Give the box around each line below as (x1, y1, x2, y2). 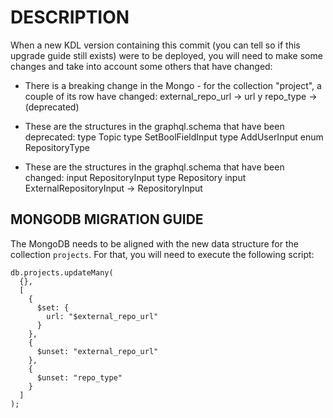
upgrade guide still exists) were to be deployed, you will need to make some (10, 49, 323, 61)
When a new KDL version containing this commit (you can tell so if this (10, 39, 301, 51)
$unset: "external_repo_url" (36, 346, 159, 356)
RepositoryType (24, 141, 90, 153)
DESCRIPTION (10, 6, 130, 29)
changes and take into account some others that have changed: (10, 60, 273, 72)
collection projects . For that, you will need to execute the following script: (10, 248, 315, 260)
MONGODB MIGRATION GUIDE (10, 211, 204, 228)
